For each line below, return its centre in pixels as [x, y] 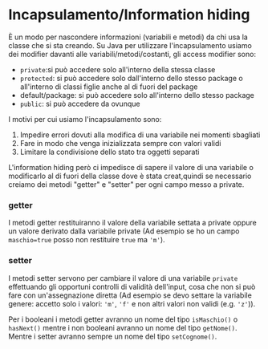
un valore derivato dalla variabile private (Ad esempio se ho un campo [124, 231]
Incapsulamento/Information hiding [129, 15]
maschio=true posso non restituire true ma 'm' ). [87, 240]
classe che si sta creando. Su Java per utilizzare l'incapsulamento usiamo [130, 45]
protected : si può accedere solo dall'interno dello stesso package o [131, 78]
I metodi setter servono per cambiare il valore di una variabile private [123, 278]
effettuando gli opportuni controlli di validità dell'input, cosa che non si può [132, 286]
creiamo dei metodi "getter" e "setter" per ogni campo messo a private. [126, 184]
